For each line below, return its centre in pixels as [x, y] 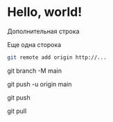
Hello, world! [45, 12]
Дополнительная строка [43, 31]
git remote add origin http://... [57, 57]
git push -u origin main [40, 84]
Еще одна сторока [34, 44]
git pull [17, 111]
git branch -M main [35, 71]
